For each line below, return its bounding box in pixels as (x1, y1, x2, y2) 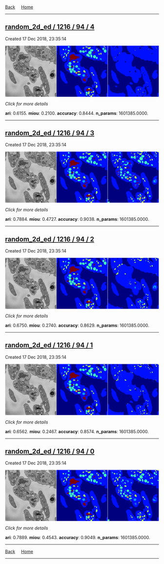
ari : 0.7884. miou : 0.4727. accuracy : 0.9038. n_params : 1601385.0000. (5, 216, 149, 222)
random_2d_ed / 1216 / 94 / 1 (5, 341, 93, 350)
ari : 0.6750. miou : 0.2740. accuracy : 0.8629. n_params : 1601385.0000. (5, 322, 150, 328)
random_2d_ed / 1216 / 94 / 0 (5, 447, 95, 456)
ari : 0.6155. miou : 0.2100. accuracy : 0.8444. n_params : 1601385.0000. (5, 110, 149, 116)
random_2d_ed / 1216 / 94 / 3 (5, 129, 95, 137)
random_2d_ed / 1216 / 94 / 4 (5, 23, 95, 31)
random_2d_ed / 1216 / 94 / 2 (5, 235, 94, 243)
